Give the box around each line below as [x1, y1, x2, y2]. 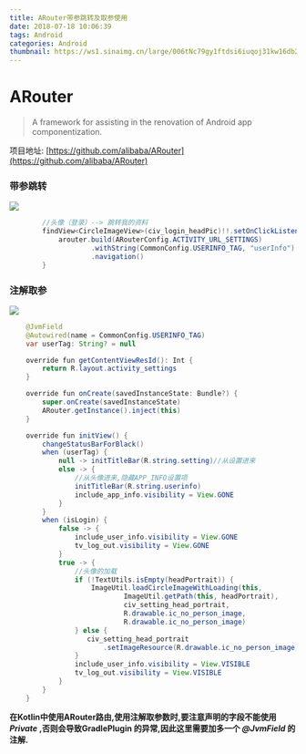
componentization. [31, 127, 103, 138]
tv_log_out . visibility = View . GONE [74, 542, 209, 551]
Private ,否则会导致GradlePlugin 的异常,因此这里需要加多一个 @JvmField [9, 722, 286, 734]
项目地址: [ [9, 145, 50, 156]
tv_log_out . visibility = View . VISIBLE [74, 668, 222, 677]
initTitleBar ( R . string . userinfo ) [74, 481, 202, 491]
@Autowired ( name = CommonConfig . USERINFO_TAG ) [25, 330, 206, 340]
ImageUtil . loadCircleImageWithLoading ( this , [90, 584, 262, 593]
